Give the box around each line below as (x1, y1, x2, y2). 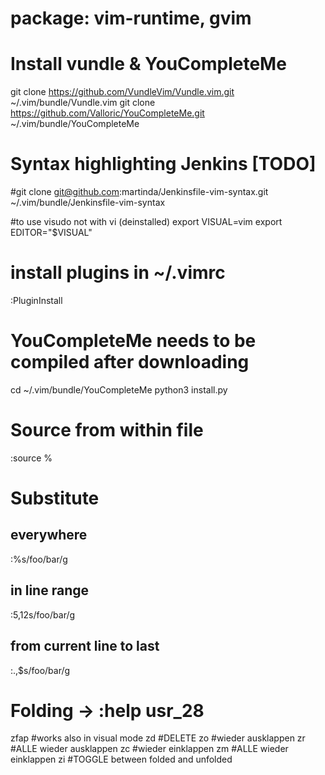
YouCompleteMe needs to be (10, 330, 257, 352)
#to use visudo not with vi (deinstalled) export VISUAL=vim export (10, 216, 283, 228)
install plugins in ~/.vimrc (10, 262, 226, 284)
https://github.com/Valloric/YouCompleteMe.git (10, 107, 205, 119)
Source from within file (10, 419, 204, 442)
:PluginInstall (10, 295, 63, 306)
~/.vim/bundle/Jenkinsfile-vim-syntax (10, 197, 166, 209)
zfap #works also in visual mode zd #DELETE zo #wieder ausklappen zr (10, 732, 306, 744)
